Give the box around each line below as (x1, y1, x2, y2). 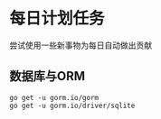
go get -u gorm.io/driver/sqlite (9, 101, 136, 110)
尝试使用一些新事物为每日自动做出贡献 (9, 40, 152, 50)
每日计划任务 (9, 8, 106, 29)
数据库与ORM (9, 69, 86, 84)
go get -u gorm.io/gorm (9, 93, 99, 102)
